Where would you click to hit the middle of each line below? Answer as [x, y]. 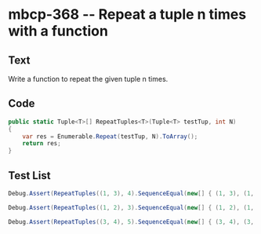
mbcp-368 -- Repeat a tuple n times [127, 15]
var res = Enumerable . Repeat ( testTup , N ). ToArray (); [110, 136]
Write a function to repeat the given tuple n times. [88, 79]
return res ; [42, 144]
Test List [29, 175]
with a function [58, 31]
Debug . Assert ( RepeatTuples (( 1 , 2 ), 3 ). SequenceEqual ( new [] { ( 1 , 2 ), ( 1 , [131, 207]
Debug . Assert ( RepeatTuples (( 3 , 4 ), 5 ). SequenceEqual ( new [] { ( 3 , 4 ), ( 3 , [131, 221]
